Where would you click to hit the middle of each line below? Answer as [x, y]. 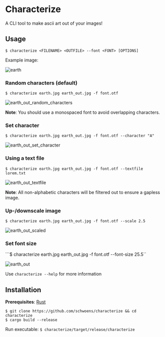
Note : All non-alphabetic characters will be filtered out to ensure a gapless [83, 192]
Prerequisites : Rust [25, 302]
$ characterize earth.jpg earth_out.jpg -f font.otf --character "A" [80, 136]
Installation [23, 290]
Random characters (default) [41, 83]
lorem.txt [16, 173]
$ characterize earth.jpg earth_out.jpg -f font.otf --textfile [74, 169]
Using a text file [25, 158]
